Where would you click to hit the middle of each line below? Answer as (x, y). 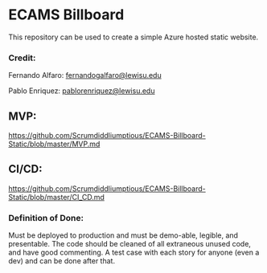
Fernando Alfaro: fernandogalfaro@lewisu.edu (85, 75)
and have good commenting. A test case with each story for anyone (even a (134, 253)
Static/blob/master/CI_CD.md (56, 197)
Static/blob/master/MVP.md (54, 144)
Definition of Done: (46, 218)
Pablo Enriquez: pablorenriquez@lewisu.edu (82, 91)
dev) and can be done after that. (62, 261)
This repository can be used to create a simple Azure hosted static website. (133, 37)
